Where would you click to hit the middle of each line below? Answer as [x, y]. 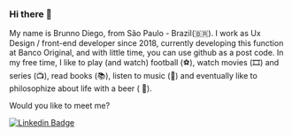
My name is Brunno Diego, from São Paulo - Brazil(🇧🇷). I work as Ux [135, 34]
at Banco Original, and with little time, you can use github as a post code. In [146, 53]
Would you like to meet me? [60, 106]
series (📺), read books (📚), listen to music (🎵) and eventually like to [134, 76]
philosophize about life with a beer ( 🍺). [81, 88]
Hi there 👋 [31, 14]
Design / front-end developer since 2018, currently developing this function [146, 43]
